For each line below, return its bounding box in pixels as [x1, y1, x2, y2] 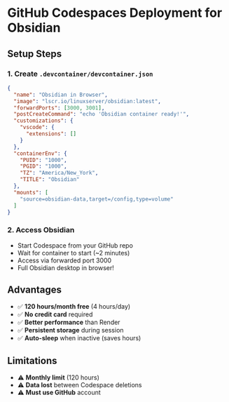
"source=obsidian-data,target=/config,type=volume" [20, 195, 174, 203]
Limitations [7, 354, 57, 366]
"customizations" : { [13, 117, 74, 124]
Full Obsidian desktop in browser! [17, 263, 114, 272]
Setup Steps [7, 48, 62, 60]
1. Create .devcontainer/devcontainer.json [7, 69, 153, 79]
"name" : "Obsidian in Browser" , [13, 91, 109, 98]
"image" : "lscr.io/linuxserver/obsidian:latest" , [13, 98, 161, 105]
